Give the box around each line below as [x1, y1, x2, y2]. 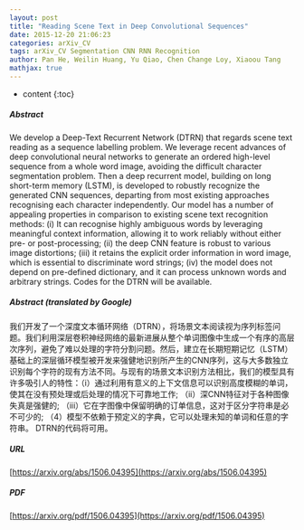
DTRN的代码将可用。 [34, 422, 113, 433]
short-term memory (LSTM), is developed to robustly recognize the [9, 180, 261, 191]
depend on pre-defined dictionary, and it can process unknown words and [9, 266, 287, 277]
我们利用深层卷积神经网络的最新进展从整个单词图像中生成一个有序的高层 [24, 332, 295, 343]
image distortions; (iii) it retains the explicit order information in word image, [9, 247, 292, 258]
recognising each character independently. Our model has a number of [9, 199, 274, 210]
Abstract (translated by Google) [9, 297, 133, 308]
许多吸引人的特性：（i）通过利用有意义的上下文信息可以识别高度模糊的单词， [9, 377, 293, 388]
